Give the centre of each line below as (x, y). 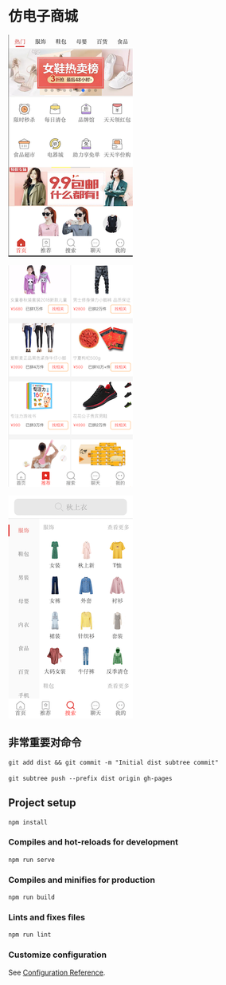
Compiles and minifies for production (82, 880)
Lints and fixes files (47, 917)
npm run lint (30, 935)
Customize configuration (58, 955)
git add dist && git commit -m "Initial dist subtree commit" (113, 762)
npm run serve (32, 860)
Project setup (43, 803)
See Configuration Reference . (57, 972)
